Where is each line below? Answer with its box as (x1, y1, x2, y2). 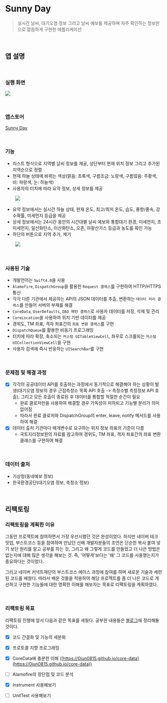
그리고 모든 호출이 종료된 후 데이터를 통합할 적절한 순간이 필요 (20, 394, 141, 400)
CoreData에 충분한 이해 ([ (12, 655, 63, 661)
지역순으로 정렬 (12, 167, 42, 173)
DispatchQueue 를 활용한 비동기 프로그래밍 (12, 327, 94, 333)
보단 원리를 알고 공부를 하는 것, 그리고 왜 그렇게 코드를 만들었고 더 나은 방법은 (10, 546, 161, 552)
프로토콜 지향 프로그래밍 (12, 645, 60, 651)
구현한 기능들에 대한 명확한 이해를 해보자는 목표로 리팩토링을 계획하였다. (18, 582, 159, 588)
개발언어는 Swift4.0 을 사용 (12, 277, 65, 283)
